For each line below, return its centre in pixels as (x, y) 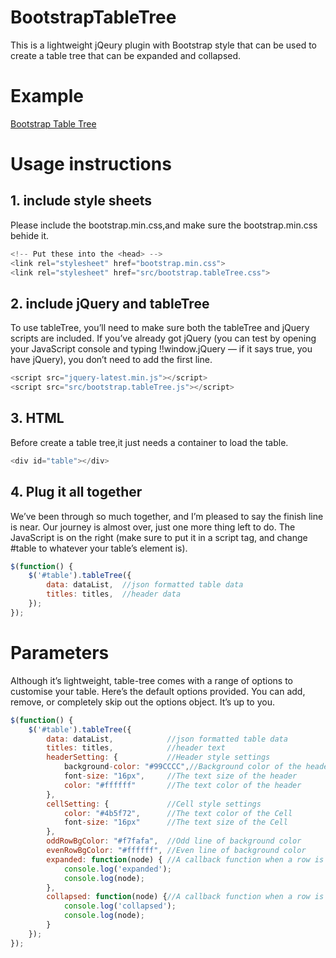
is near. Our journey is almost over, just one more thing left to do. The (153, 527)
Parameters (60, 653)
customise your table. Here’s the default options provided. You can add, (158, 691)
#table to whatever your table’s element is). (99, 548)
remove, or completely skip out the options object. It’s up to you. (143, 702)
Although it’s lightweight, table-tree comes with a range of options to (151, 680)
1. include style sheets (81, 201)
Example (47, 96)
